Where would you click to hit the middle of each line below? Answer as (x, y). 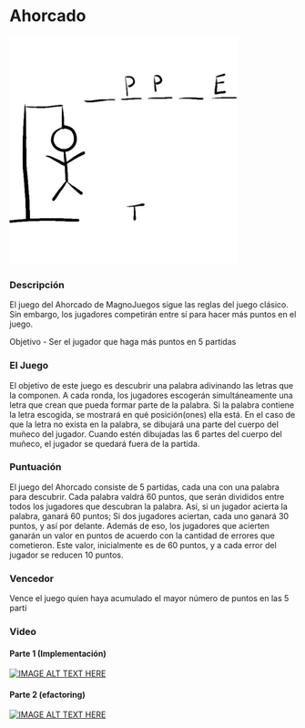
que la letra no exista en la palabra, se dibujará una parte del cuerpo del (144, 424)
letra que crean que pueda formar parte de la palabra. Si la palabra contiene (152, 405)
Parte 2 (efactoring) (47, 694)
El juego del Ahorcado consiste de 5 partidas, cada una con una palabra (145, 487)
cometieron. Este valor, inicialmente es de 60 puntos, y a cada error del (143, 545)
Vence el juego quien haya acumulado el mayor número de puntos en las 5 (149, 598)
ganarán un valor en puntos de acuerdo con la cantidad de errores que (142, 536)
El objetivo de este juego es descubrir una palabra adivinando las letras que (152, 385)
